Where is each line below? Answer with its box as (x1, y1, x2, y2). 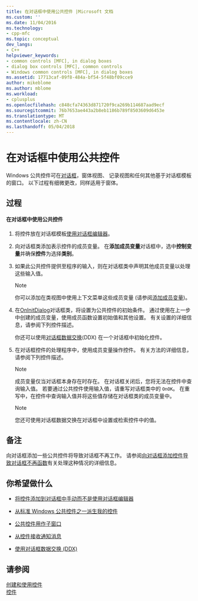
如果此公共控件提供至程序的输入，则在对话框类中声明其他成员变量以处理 (14, 262, 190, 269)
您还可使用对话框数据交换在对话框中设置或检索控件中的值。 (14, 416, 160, 423)
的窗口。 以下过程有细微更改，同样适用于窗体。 (6, 179, 121, 186)
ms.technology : (6, 25, 44, 31)
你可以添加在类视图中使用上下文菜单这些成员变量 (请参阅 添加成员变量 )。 (14, 293, 190, 301)
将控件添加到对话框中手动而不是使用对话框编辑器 (14, 495, 134, 502)
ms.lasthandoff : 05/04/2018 (6, 124, 75, 130)
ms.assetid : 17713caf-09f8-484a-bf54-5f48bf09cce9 (6, 74, 133, 80)
